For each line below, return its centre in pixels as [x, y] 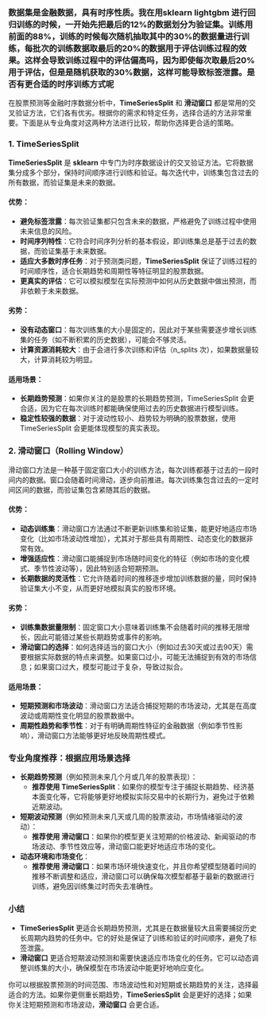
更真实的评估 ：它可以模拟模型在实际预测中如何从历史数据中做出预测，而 [138, 281]
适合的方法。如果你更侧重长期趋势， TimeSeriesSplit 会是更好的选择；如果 [130, 994]
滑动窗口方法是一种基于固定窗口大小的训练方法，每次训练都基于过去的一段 [130, 470]
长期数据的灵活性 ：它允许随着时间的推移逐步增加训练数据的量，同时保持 [138, 578]
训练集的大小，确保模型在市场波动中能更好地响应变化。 [117, 968]
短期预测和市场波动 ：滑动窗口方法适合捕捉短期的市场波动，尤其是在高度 [138, 706]
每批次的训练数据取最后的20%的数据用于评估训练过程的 [132, 48]
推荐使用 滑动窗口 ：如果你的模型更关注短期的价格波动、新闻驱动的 [140, 836]
